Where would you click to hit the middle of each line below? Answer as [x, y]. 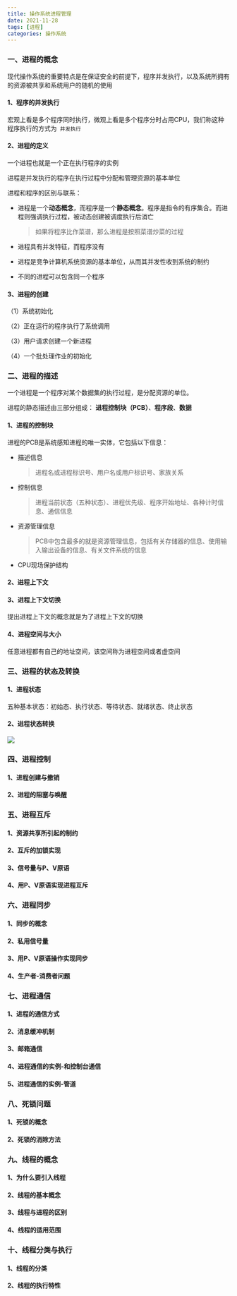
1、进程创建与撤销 [34, 777]
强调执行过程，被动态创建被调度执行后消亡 [92, 217]
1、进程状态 [24, 689]
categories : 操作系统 [37, 34]
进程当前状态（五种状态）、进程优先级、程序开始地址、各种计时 [126, 502]
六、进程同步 [29, 905]
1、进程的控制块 [31, 425]
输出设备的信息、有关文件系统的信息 [94, 550]
